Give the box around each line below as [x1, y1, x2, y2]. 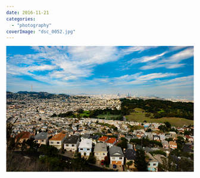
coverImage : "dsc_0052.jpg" [6, 29, 76, 35]
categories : [6, 16, 36, 22]
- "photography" [11, 22, 52, 28]
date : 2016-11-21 [6, 10, 49, 16]
